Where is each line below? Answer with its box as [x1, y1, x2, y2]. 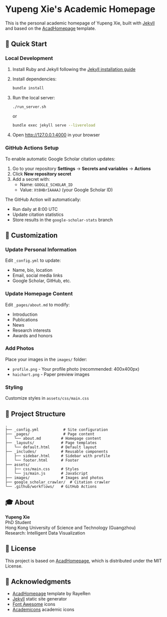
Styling [5, 384, 23, 391]
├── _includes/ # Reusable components [5, 449, 108, 454]
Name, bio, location [12, 267, 53, 273]
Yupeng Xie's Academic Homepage [5, 3, 156, 15]
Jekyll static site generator [12, 596, 67, 602]
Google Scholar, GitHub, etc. [12, 278, 71, 284]
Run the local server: [12, 94, 55, 100]
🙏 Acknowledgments [5, 577, 71, 586]
